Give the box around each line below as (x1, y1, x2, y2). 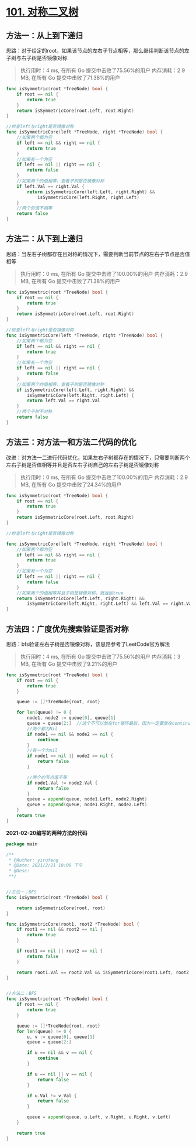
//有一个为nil (27, 748, 58, 754)
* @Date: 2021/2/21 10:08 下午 (8, 862, 83, 868)
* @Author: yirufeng (8, 857, 59, 863)
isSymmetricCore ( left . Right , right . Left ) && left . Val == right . (27, 601, 187, 607)
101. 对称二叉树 (6, 5, 79, 19)
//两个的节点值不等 (27, 774, 67, 780)
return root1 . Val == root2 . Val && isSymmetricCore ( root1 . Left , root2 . (16, 970, 192, 975)
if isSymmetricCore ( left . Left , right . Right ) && (16, 387, 134, 393)
